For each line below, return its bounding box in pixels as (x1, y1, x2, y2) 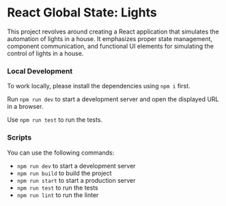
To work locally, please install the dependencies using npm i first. (7, 82, 190, 90)
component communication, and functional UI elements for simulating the (7, 42, 214, 50)
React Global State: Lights (7, 5, 157, 21)
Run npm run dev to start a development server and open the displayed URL (7, 95, 219, 103)
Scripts (7, 133, 32, 142)
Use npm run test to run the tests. (7, 116, 103, 124)
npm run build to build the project (16, 169, 112, 177)
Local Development (7, 66, 73, 76)
